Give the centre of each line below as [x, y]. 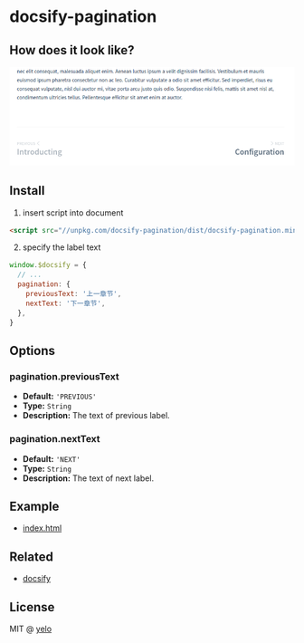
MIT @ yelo [31, 629]
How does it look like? [72, 50]
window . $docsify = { [48, 265]
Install [27, 191]
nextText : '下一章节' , [66, 303]
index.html [42, 528]
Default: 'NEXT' [52, 458]
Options [33, 350]
